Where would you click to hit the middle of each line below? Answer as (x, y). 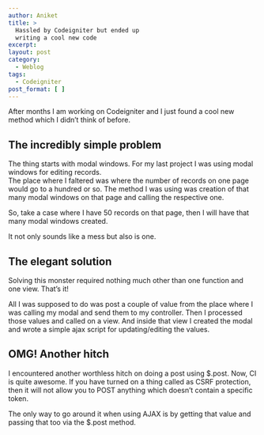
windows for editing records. (55, 172)
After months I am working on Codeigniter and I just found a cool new (121, 112)
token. (19, 398)
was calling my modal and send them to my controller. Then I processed (125, 312)
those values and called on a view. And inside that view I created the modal (130, 321)
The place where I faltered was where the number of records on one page (128, 181)
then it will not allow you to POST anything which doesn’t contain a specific (130, 390)
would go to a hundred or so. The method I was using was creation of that (128, 189)
